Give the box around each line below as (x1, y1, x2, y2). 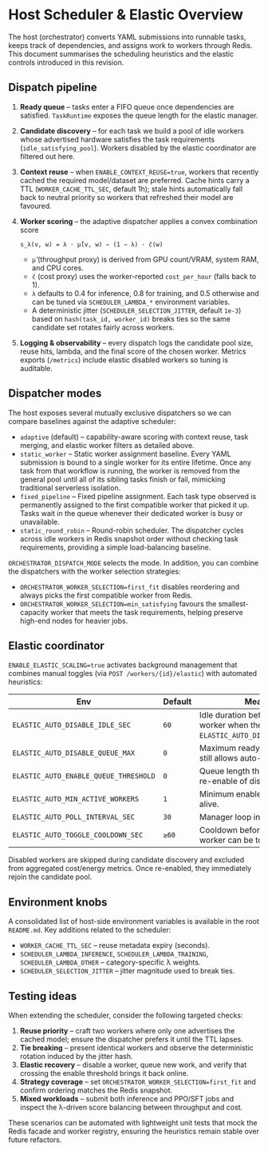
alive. (199, 798, 219, 809)
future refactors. (8, 1135, 62, 1145)
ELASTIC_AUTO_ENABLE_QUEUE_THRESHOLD (12, 772, 156, 781)
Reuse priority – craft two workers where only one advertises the (19, 1026, 235, 1035)
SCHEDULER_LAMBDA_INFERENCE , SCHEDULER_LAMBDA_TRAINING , (19, 949, 209, 959)
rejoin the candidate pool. (8, 872, 93, 881)
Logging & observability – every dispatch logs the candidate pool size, (19, 338, 254, 347)
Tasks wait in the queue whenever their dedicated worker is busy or (19, 508, 243, 518)
